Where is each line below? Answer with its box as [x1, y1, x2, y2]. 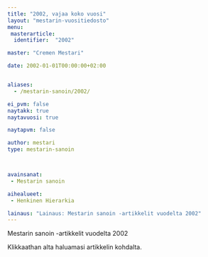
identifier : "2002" [13, 37, 75, 44]
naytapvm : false [7, 127, 55, 134]
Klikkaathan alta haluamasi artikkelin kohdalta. [7, 243, 142, 251]
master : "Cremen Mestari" [7, 50, 84, 57]
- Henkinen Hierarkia [10, 197, 75, 204]
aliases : [7, 81, 33, 88]
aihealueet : [7, 190, 43, 198]
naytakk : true [7, 107, 50, 114]
